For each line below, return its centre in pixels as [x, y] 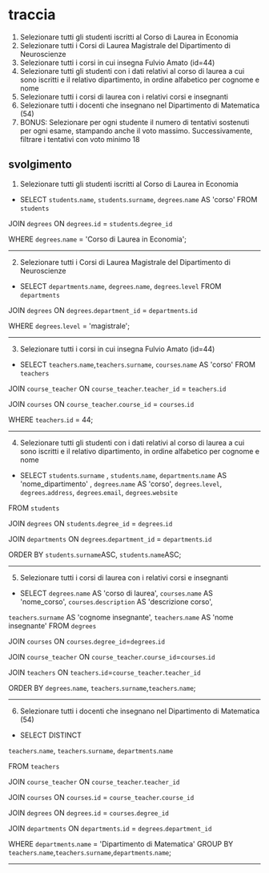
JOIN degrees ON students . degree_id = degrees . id [90, 523]
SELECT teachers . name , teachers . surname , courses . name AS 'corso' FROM [138, 364]
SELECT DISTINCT [51, 735]
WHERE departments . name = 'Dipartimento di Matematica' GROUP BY [121, 843]
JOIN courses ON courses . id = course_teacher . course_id [101, 797]
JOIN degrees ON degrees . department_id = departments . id [103, 310]
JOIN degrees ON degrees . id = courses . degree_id [89, 813]
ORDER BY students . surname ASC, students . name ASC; [95, 554]
